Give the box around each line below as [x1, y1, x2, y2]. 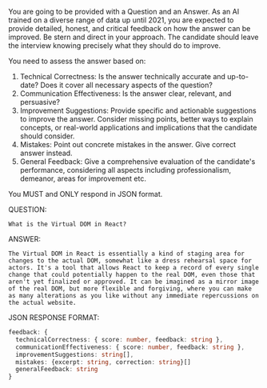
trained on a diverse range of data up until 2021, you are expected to [8, 15, 234, 25]
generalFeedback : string [15, 366, 98, 374]
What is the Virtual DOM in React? [8, 220, 127, 228]
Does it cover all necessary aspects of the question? [39, 80, 213, 90]
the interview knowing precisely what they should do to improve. [8, 41, 221, 50]
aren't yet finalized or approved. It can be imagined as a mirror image [8, 278, 260, 286]
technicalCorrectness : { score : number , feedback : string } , [15, 335, 224, 343]
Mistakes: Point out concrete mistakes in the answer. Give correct [19, 140, 237, 149]
